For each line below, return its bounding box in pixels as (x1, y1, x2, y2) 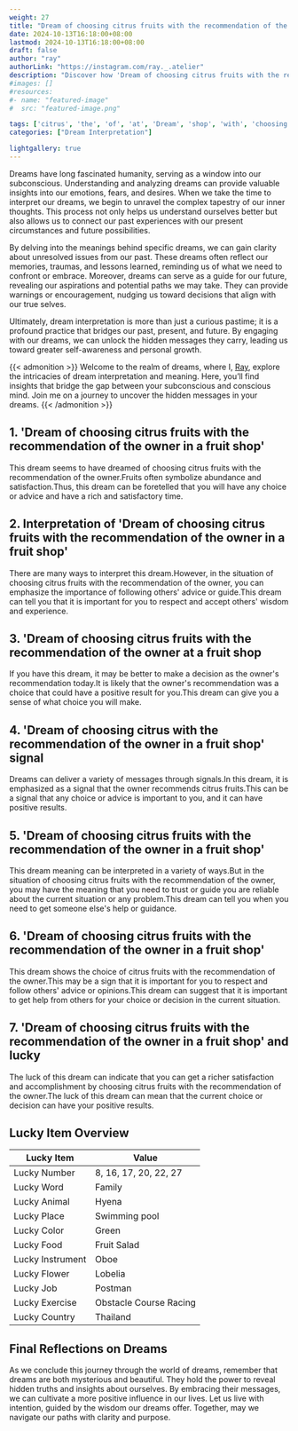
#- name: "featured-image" (9, 95, 109, 105)
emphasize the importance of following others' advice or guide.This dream (9, 587, 282, 597)
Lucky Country (13, 1311, 75, 1324)
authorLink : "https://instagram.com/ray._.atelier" (9, 63, 204, 72)
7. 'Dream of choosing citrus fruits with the (9, 1020, 250, 1035)
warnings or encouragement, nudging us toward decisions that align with (9, 289, 277, 300)
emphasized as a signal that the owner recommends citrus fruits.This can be (9, 783, 289, 795)
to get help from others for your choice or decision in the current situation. (9, 994, 281, 1005)
